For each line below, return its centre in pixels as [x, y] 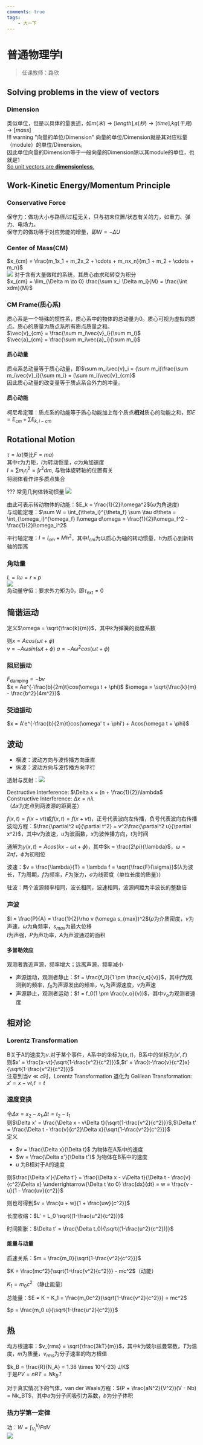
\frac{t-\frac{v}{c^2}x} [162, 1062]
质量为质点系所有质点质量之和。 [73, 326]
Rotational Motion [41, 439]
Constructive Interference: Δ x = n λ [50, 799]
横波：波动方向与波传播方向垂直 [55, 759]
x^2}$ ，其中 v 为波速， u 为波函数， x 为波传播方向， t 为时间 [78, 834]
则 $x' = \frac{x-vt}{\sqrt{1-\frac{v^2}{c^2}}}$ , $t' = [70, 1062]
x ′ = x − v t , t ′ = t [26, 1083]
